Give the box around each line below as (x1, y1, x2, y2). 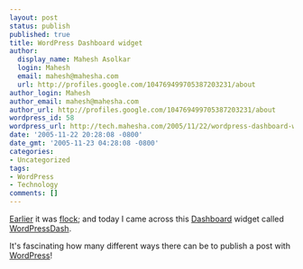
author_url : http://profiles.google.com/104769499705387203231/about (9, 105, 277, 114)
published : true (9, 30, 70, 39)
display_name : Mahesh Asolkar (17, 55, 131, 64)
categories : (9, 147, 54, 156)
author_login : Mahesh (9, 88, 91, 97)
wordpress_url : (9, 122, 67, 131)
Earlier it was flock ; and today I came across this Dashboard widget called (9, 213, 284, 224)
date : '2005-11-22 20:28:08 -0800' (9, 130, 143, 139)
